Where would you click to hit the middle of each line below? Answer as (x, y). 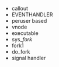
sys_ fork (22, 39)
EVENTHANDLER (32, 15)
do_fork (21, 52)
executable (25, 33)
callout (20, 8)
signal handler (29, 58)
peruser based (29, 21)
